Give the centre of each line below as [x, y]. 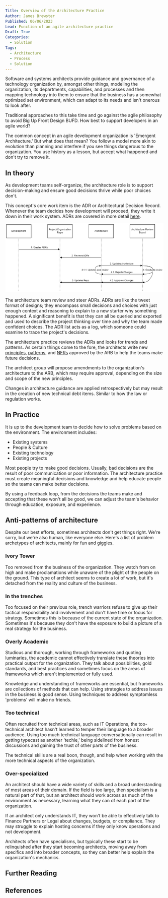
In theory [20, 173]
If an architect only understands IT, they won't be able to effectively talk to [82, 815]
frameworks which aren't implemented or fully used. [59, 674]
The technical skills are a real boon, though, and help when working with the [84, 755]
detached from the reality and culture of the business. [61, 583]
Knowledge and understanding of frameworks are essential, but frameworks [84, 684]
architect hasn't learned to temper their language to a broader [89, 729]
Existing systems [30, 442]
